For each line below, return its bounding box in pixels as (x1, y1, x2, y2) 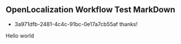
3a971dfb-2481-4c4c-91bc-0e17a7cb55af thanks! (14, 20, 138, 27)
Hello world (5, 32, 34, 39)
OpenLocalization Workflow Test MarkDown (5, 5, 176, 15)
